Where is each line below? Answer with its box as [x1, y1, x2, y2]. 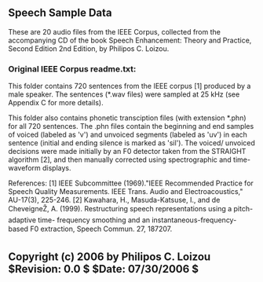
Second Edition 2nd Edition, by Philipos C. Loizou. [8, 43, 170, 53]
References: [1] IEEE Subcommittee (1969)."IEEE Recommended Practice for [8, 178, 254, 188]
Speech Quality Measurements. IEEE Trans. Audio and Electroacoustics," [8, 187, 243, 196]
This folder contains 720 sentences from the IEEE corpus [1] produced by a [8, 82, 251, 91]
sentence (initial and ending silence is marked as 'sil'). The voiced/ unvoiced [8, 138, 255, 148]
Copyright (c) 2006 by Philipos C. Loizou [8, 250, 211, 263]
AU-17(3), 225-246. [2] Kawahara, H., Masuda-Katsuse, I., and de [8, 196, 221, 205]
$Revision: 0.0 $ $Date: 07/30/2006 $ [8, 262, 199, 276]
